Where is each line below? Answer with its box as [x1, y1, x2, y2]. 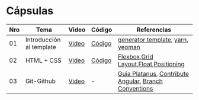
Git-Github [25, 77, 56, 85]
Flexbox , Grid [117, 52, 153, 60]
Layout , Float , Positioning [117, 60, 185, 68]
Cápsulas [6, 4, 54, 18]
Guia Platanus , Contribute [117, 69, 190, 78]
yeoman [117, 43, 140, 51]
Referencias [136, 25, 172, 34]
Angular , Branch [117, 77, 163, 85]
